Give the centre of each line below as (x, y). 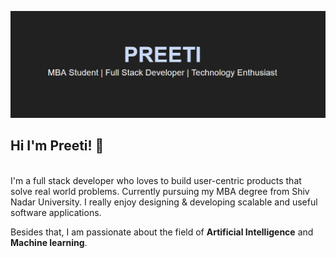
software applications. (56, 212)
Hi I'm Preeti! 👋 (57, 146)
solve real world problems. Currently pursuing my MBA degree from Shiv (160, 191)
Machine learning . (49, 242)
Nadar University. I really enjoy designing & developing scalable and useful (164, 202)
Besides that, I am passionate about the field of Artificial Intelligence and (162, 232)
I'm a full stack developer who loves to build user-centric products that (156, 180)
